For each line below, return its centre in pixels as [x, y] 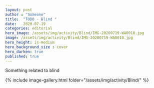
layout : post [19, 10]
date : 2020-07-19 [25, 24]
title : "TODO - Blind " [31, 19]
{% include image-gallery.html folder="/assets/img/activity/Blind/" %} [77, 80]
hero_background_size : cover [37, 47]
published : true [22, 56]
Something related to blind [32, 70]
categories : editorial [29, 28]
